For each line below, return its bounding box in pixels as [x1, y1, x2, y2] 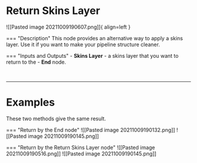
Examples [6, 96, 55, 109]
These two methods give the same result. [6, 115, 107, 122]
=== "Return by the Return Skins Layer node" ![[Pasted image [6, 144, 155, 151]
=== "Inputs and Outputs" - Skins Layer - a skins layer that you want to [6, 52, 179, 59]
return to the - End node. [6, 58, 66, 65]
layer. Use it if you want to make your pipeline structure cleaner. [6, 41, 160, 48]
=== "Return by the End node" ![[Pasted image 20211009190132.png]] [6, 126, 175, 133]
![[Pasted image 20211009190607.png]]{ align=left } [6, 23, 131, 30]
